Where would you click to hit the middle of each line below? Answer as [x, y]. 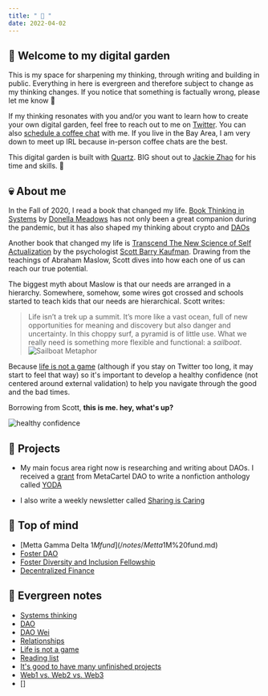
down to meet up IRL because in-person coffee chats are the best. [118, 142]
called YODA [41, 484]
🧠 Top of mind [43, 525]
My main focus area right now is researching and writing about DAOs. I [137, 467]
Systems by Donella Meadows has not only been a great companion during [132, 219]
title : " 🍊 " [30, 16]
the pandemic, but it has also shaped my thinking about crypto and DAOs [129, 228]
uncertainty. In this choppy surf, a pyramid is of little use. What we [137, 334]
